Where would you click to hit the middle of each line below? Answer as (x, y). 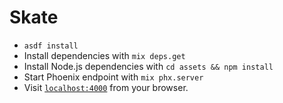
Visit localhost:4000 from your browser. (106, 87)
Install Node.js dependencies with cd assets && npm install (148, 66)
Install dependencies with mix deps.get (104, 55)
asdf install (51, 46)
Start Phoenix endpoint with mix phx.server (113, 77)
